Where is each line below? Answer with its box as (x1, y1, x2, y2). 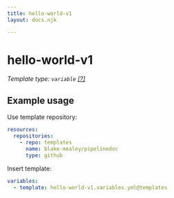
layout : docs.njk (7, 16, 57, 23)
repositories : (13, 133, 54, 140)
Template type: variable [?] (7, 75, 86, 83)
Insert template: (7, 164, 52, 173)
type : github (25, 152, 63, 159)
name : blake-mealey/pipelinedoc (25, 145, 118, 152)
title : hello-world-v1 (7, 10, 72, 17)
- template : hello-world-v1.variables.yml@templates (13, 184, 168, 191)
